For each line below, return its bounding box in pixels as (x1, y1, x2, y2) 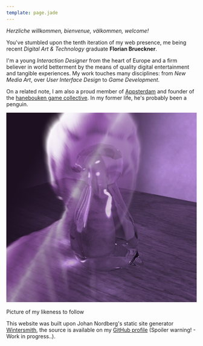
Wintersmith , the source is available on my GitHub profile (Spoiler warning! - (6, 326, 196, 333)
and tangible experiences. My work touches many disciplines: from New (6, 69, 186, 77)
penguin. (6, 100, 28, 108)
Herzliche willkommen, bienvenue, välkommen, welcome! (6, 27, 149, 34)
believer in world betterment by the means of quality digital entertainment (6, 63, 190, 71)
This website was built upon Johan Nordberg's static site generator (6, 319, 174, 327)
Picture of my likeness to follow (6, 308, 85, 315)
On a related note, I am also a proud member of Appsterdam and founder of (6, 87, 195, 95)
